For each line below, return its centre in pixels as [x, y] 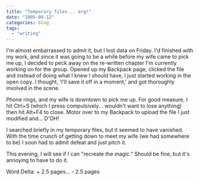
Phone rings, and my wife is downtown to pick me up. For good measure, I [97, 100]
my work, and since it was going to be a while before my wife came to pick [97, 57]
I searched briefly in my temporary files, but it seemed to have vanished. [95, 130]
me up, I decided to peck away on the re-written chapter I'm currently [91, 63]
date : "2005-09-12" [30, 17]
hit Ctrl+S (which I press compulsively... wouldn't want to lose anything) [94, 106]
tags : [13, 28]
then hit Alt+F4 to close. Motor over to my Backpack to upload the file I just [98, 112]
